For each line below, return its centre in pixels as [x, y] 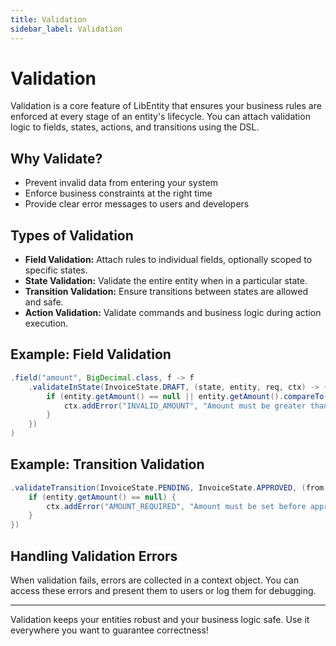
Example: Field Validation [91, 354]
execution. [46, 323]
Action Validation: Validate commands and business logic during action [173, 313]
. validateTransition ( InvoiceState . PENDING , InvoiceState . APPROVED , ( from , [169, 487]
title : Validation [48, 19]
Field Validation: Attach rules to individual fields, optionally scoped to [168, 260]
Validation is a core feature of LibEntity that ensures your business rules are [166, 106]
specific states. [56, 270]
